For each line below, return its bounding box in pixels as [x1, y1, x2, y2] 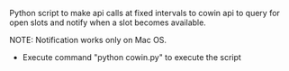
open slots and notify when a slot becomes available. [9, 17, 207, 28]
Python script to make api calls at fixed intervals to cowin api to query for [9, 8, 281, 18]
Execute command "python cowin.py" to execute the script [22, 52, 241, 62]
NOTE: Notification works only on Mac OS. [9, 35, 167, 45]
